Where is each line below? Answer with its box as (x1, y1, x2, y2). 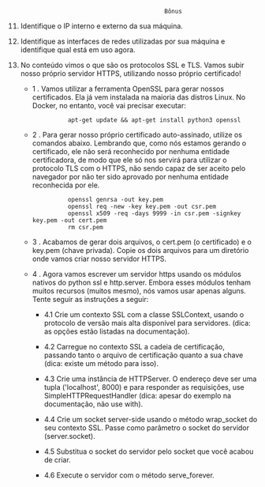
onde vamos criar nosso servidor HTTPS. (32, 254, 167, 263)
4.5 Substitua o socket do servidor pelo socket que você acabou (43, 447, 254, 456)
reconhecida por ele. (32, 180, 100, 190)
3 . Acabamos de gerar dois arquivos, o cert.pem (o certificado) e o (32, 237, 252, 247)
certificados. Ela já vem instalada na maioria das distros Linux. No (32, 92, 246, 102)
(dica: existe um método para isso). (43, 359, 159, 368)
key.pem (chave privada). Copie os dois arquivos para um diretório (32, 246, 249, 255)
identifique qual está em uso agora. (20, 45, 136, 55)
